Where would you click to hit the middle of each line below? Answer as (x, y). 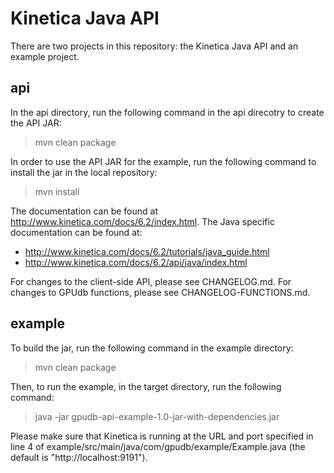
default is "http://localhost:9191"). (79, 457)
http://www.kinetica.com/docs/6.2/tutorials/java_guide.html (147, 251)
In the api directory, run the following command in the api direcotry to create (167, 112)
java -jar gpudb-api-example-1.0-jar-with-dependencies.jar (157, 416)
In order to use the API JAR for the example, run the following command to (163, 161)
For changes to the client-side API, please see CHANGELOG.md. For (151, 281)
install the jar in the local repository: (84, 172)
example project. (45, 56)
